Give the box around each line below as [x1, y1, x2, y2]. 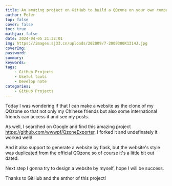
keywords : [5, 60, 27, 65]
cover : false [5, 22, 33, 27]
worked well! [5, 134, 32, 140]
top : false [5, 17, 29, 22]
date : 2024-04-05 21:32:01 [5, 36, 63, 42]
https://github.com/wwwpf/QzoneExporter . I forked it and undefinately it [5, 129, 158, 135]
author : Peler [5, 12, 36, 17]
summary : [5, 55, 24, 60]
